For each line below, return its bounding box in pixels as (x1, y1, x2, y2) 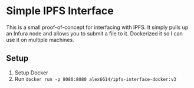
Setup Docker (14, 69, 48, 76)
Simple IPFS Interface (6, 4, 114, 18)
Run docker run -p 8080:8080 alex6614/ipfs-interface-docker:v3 (14, 75, 177, 82)
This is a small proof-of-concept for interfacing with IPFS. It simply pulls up (6, 24, 189, 31)
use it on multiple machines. (6, 36, 75, 43)
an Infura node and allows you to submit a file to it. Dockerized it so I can (6, 30, 183, 37)
